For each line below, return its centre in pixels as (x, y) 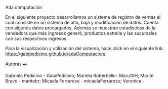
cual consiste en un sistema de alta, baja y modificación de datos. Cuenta (82, 23)
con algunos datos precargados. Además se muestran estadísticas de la (80, 28)
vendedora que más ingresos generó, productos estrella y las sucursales (81, 33)
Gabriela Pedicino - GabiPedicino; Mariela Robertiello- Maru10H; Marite (79, 76)
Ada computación (24, 7)
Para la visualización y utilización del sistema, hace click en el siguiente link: (85, 48)
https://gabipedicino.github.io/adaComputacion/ (55, 54)
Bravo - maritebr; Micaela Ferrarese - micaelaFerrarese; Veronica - (75, 81)
